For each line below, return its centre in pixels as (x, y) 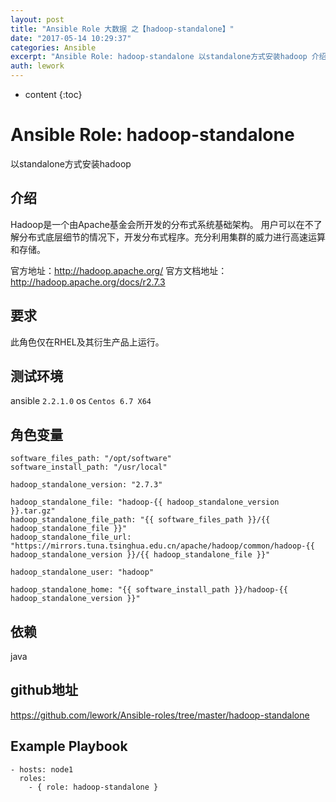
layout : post (37, 19)
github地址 (44, 690)
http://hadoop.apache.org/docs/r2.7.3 (88, 282)
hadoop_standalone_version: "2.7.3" (86, 485)
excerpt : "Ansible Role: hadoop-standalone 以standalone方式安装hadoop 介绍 (168, 57)
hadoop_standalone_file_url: (71, 537)
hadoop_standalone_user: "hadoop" (82, 572)
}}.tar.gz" (33, 511)
